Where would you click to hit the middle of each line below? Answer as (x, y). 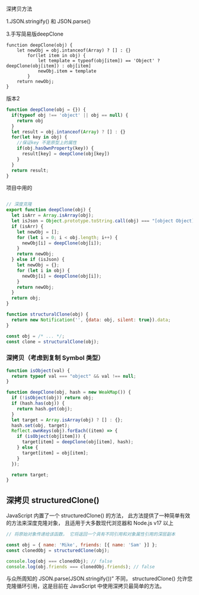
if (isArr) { (28, 226)
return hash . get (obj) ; (45, 409)
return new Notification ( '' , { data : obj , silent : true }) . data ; (91, 320)
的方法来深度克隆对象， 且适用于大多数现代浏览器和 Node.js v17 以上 (90, 523)
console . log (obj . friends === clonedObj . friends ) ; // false (81, 567)
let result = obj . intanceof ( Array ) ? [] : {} (69, 132)
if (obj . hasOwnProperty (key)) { (55, 148)
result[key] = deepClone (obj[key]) (66, 154)
